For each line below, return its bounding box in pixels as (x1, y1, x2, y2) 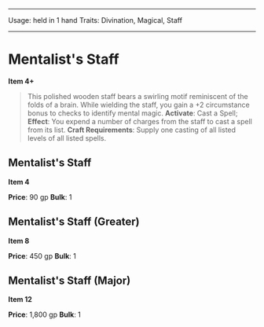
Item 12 (8, 295, 33, 304)
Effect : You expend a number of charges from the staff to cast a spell (27, 116, 253, 126)
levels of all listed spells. (27, 133, 107, 142)
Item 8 (8, 236, 30, 245)
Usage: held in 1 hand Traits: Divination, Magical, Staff (8, 16, 183, 24)
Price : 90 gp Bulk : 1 (8, 192, 72, 201)
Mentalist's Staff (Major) (8, 274, 131, 287)
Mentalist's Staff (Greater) (8, 215, 140, 229)
